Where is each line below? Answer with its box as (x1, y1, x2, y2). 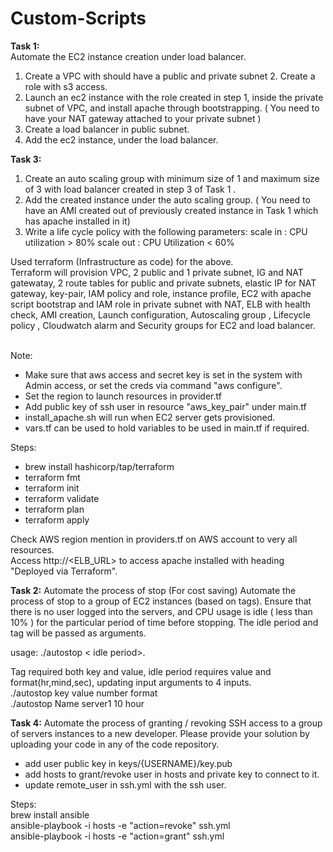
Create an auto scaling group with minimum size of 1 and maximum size (24, 172, 320, 184)
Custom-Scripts (10, 7, 147, 30)
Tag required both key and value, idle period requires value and (10, 665, 272, 677)
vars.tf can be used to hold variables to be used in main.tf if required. (24, 422, 310, 434)
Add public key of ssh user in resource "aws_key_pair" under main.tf (24, 400, 307, 412)
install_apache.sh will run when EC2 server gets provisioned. (24, 411, 276, 423)
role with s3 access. (24, 80, 108, 92)
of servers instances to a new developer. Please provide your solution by (10, 727, 310, 739)
